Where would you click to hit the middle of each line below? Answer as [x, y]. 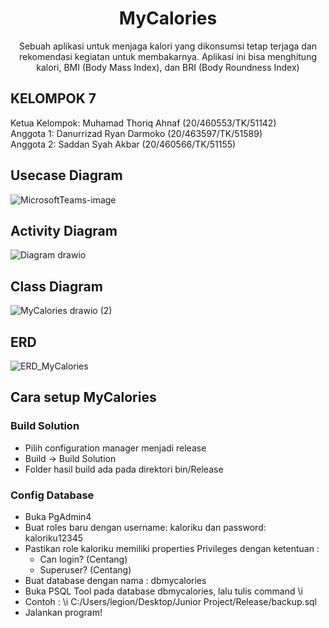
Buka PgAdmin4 [58, 516]
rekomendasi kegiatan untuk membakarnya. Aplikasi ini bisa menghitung [167, 56]
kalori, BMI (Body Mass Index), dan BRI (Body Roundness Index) [168, 67]
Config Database [52, 495]
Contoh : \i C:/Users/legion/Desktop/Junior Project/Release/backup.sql [170, 601]
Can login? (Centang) [83, 559]
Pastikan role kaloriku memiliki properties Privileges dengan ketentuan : [172, 548]
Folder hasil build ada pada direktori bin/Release [124, 469]
